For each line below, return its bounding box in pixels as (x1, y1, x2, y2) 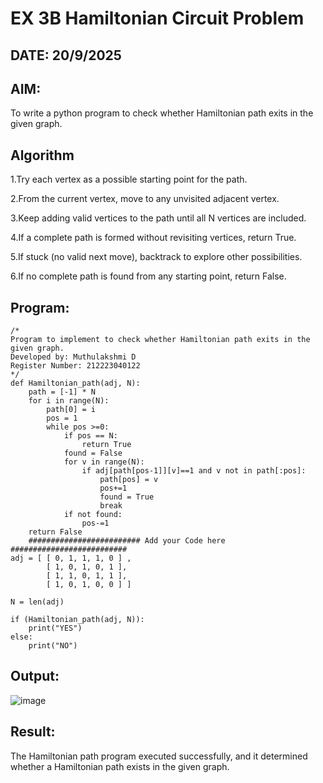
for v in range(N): (63, 457, 145, 467)
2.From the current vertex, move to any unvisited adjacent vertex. (10, 193, 280, 205)
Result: (10, 723, 56, 741)
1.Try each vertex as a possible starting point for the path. (10, 173, 248, 186)
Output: (10, 668, 60, 685)
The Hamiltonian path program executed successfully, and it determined (10, 750, 308, 762)
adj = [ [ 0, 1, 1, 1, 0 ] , (10, 553, 132, 564)
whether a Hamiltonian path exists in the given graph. (10, 760, 230, 772)
